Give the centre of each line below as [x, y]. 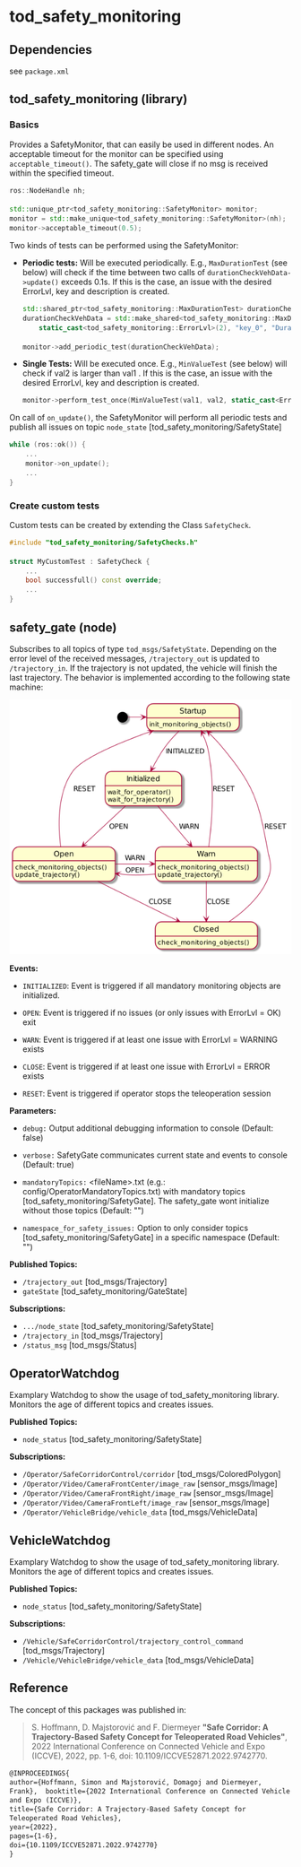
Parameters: [33, 1111]
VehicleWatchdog [60, 1540]
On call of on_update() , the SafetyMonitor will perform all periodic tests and [148, 418]
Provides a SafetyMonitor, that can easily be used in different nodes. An [142, 144]
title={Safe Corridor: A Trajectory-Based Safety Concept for [128, 1809]
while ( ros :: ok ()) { [48, 445]
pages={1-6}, [34, 1836]
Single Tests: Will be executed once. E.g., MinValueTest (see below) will [155, 364]
